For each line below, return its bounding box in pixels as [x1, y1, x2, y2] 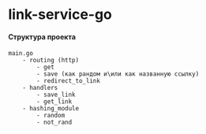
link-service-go [8, 6, 113, 24]
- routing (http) [22, 57, 80, 65]
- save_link [36, 91, 77, 99]
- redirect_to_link [36, 77, 101, 85]
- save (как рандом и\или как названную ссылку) [36, 70, 200, 78]
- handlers [22, 84, 58, 92]
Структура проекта [8, 32, 77, 41]
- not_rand [36, 118, 73, 127]
